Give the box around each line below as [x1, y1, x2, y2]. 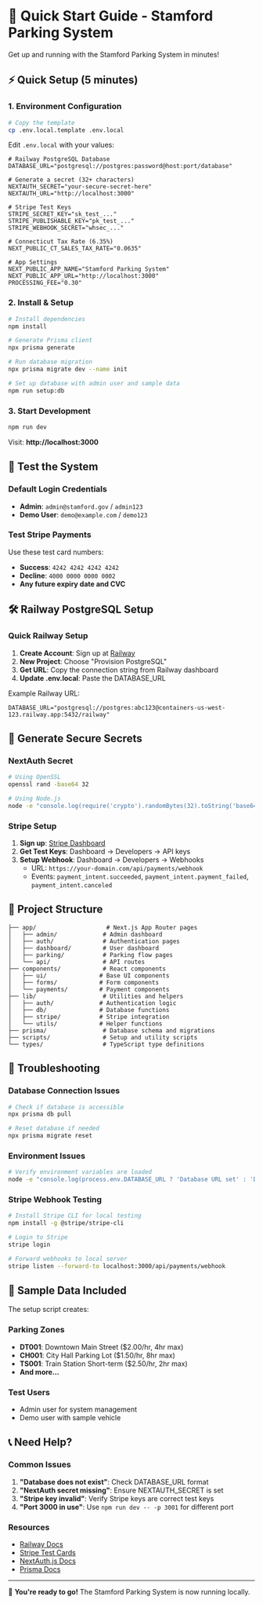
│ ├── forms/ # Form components [8, 978, 159, 986]
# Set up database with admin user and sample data [8, 379, 180, 387]
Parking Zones [8, 1324, 65, 1335]
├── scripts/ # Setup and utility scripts [8, 1033, 198, 1041]
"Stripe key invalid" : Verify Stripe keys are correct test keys [19, 1493, 214, 1503]
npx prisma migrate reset [8, 1132, 92, 1140]
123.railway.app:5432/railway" [8, 711, 110, 718]
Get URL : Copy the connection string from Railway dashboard [19, 665, 219, 674]
